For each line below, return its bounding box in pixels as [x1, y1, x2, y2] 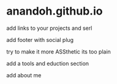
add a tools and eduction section [6, 60, 89, 67]
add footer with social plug [6, 36, 74, 43]
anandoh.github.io [6, 4, 103, 18]
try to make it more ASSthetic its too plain [6, 47, 111, 55]
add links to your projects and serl [6, 24, 92, 32]
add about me [6, 71, 42, 79]
